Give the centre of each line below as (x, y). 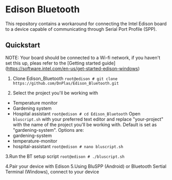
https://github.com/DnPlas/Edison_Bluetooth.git (66, 83)
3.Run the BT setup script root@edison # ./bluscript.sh (65, 156)
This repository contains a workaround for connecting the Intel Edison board (86, 24)
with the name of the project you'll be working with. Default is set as (85, 125)
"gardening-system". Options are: (48, 130)
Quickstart (23, 45)
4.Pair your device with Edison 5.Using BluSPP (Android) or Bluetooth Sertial (86, 166)
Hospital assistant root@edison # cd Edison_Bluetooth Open (77, 113)
